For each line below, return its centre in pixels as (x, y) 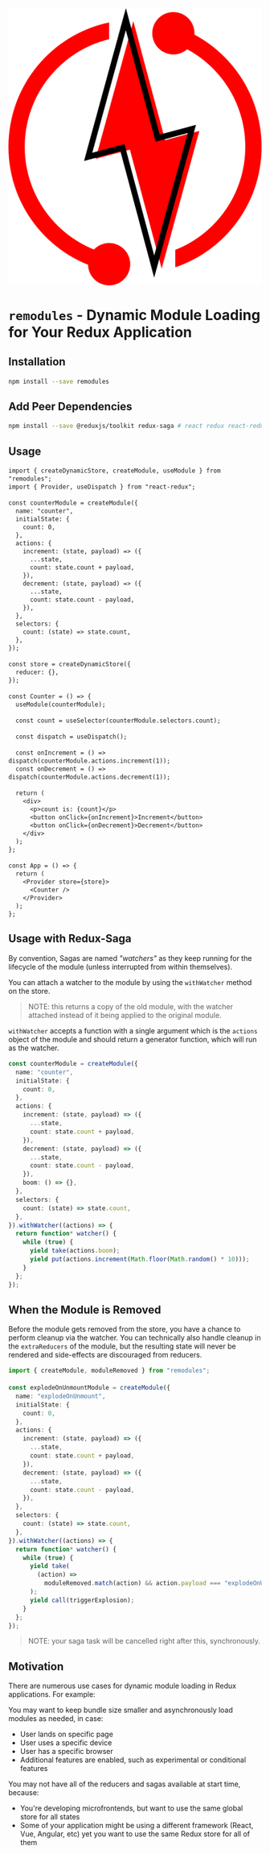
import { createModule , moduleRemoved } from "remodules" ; (109, 1371)
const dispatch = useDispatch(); (72, 737)
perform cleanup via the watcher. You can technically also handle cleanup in (135, 1338)
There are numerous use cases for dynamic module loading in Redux (123, 1686)
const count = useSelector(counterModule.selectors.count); (118, 721)
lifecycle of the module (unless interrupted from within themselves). (121, 966)
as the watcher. (34, 1048)
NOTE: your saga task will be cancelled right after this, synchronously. (144, 1641)
